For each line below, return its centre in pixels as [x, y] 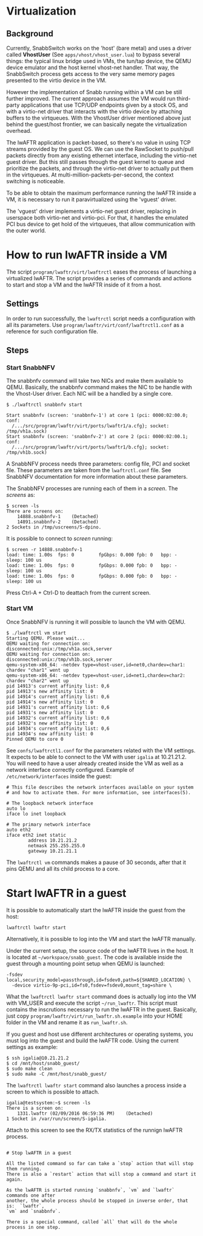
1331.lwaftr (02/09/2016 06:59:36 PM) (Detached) [85, 1113]
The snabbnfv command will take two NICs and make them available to [95, 381]
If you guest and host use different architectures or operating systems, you [100, 1034]
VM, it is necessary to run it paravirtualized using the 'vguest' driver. [92, 199]
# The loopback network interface [50, 803]
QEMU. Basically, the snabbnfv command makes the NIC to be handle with [99, 387]
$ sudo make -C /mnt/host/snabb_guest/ [57, 1074]
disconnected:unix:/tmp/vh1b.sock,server [59, 660]
